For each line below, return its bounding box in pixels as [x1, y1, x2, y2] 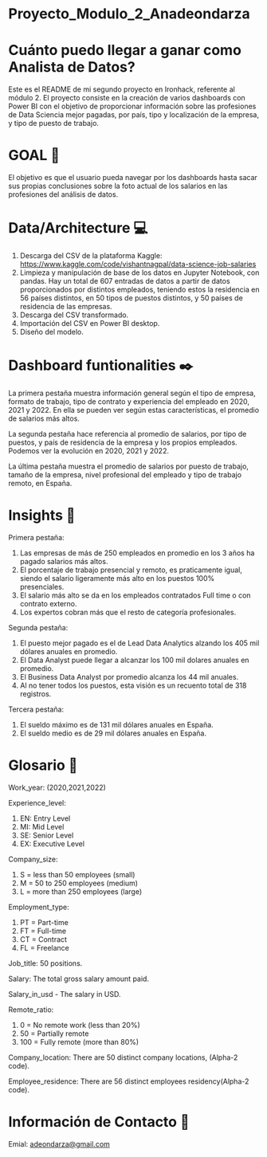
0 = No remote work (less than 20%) [19, 1020, 141, 1030]
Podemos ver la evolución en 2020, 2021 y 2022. [8, 445, 170, 455]
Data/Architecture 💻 [8, 219, 149, 237]
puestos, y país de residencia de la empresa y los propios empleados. [8, 437, 238, 447]
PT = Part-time [19, 917, 69, 927]
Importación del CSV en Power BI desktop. [19, 319, 160, 327]
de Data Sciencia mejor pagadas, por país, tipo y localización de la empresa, [8, 110, 259, 120]
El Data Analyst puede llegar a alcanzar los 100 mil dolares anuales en [19, 655, 249, 665]
